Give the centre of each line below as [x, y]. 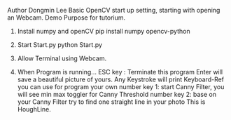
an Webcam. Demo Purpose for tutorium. [66, 18]
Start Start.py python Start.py [60, 45]
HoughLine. [34, 109]
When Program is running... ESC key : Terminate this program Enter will [120, 72]
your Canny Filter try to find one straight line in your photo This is [111, 102]
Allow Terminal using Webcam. [62, 58]
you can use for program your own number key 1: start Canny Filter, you [121, 87]
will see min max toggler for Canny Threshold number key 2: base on [117, 94]
